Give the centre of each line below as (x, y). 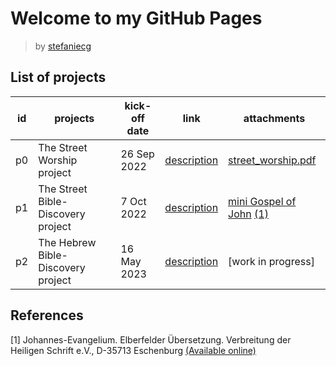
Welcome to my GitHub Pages (136, 18)
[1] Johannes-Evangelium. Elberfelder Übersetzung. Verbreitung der (151, 339)
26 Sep (137, 154)
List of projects (58, 77)
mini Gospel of (262, 201)
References (47, 315)
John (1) (248, 214)
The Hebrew (67, 242)
